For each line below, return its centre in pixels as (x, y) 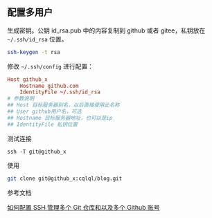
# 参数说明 (21, 99)
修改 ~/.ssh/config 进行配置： (50, 66)
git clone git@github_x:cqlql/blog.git (65, 179)
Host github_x (28, 79)
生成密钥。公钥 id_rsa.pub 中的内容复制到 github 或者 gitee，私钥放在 (106, 30)
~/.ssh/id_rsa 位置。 (37, 39)
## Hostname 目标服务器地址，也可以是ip (60, 118)
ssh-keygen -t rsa (34, 52)
